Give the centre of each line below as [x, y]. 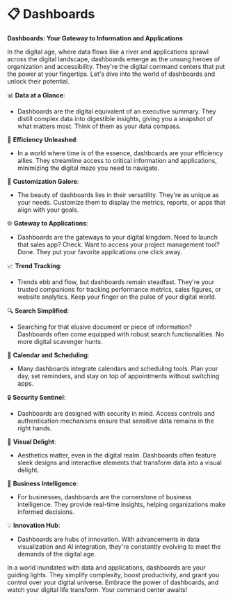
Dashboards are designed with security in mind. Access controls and [116, 413]
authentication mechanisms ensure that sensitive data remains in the [115, 421]
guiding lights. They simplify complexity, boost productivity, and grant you [113, 575]
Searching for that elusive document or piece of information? [105, 327]
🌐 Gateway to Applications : [48, 223]
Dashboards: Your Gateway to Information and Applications [95, 38]
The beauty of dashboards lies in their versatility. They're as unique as [118, 195]
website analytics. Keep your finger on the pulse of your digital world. [117, 297]
